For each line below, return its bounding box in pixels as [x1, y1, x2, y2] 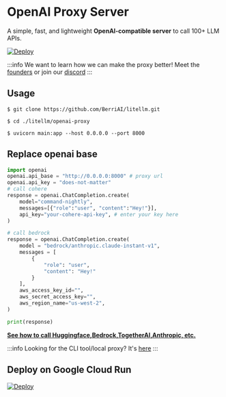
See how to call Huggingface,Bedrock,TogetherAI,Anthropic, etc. [7, 331, 196, 339]
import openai [7, 166, 48, 173]
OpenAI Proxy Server [7, 4, 130, 20]
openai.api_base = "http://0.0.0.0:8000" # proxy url [7, 172, 164, 180]
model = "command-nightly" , [19, 198, 94, 205]
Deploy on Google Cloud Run [7, 364, 132, 376]
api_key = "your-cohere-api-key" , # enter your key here [19, 211, 179, 218]
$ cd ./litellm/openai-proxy [7, 118, 90, 125]
